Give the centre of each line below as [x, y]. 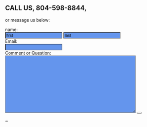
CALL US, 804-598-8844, [46, 8]
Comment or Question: [28, 53]
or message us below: [28, 20]
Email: [11, 41]
